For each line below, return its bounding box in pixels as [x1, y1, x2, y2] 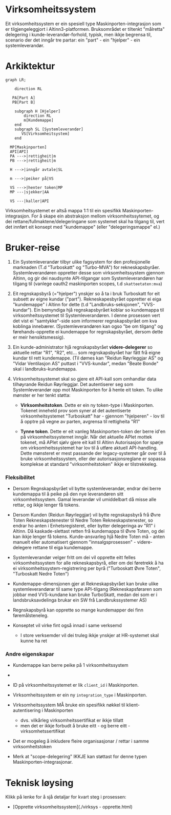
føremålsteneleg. [12, 612, 49, 619]
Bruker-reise [5, 242, 60, 253]
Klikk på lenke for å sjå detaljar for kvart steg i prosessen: [5, 794, 126, 800]
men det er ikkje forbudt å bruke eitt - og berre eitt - [20, 723, 131, 729]
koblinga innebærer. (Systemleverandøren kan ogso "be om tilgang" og [12, 323, 163, 329]
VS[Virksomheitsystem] [21, 131, 70, 136]
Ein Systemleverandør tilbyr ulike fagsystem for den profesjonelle [12, 259, 151, 265]
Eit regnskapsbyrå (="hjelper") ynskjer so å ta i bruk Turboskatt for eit [12, 290, 160, 296]
